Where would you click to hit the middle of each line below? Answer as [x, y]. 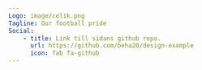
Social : [21, 31]
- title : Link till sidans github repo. [92, 38]
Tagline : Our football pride [58, 23]
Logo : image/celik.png [47, 16]
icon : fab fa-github [64, 53]
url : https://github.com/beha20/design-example [112, 46]
